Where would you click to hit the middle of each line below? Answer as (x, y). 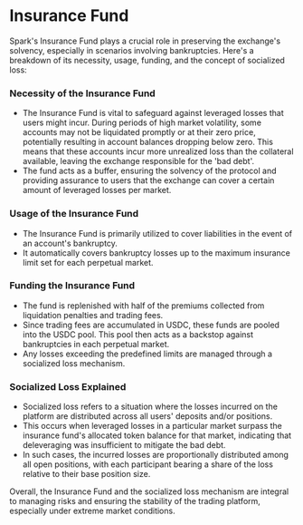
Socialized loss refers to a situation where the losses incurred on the (150, 407)
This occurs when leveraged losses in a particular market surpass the (152, 426)
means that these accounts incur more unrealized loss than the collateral (158, 151)
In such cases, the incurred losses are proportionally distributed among (156, 455)
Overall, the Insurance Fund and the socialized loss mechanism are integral (149, 491)
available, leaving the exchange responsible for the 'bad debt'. (138, 161)
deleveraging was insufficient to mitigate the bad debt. (124, 445)
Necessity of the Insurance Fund (82, 93)
